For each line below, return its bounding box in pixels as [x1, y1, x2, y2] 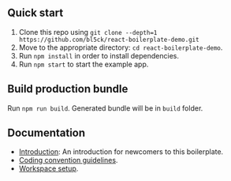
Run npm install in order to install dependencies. [18, 51, 179, 60]
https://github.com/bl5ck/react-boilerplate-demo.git [18, 36, 199, 43]
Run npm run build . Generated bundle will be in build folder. [7, 103, 203, 113]
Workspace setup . [18, 164, 79, 173]
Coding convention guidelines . [18, 156, 118, 165]
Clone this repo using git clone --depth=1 [18, 27, 158, 36]
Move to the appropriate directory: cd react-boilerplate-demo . [18, 43, 223, 52]
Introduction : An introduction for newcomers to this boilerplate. [18, 147, 224, 156]
